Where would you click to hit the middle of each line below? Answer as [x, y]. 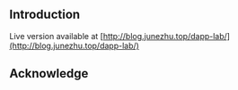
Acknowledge [49, 74]
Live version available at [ [56, 36]
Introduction [45, 15]
